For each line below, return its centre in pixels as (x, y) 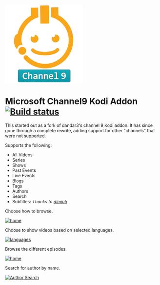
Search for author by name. (33, 268)
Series (19, 160)
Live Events (24, 175)
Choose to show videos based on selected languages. (60, 230)
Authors (20, 191)
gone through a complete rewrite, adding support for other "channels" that (80, 130)
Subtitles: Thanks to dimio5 (40, 201)
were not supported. (26, 136)
